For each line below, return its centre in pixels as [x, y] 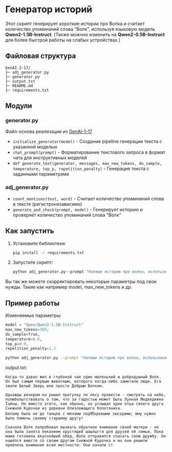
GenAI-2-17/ [18, 68]
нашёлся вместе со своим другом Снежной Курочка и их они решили [76, 441]
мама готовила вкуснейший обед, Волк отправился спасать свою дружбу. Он [86, 436]
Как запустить [30, 231]
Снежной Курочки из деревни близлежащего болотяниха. [64, 408]
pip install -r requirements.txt [48, 253]
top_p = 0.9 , [17, 344]
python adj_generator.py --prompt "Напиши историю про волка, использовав [87, 358]
